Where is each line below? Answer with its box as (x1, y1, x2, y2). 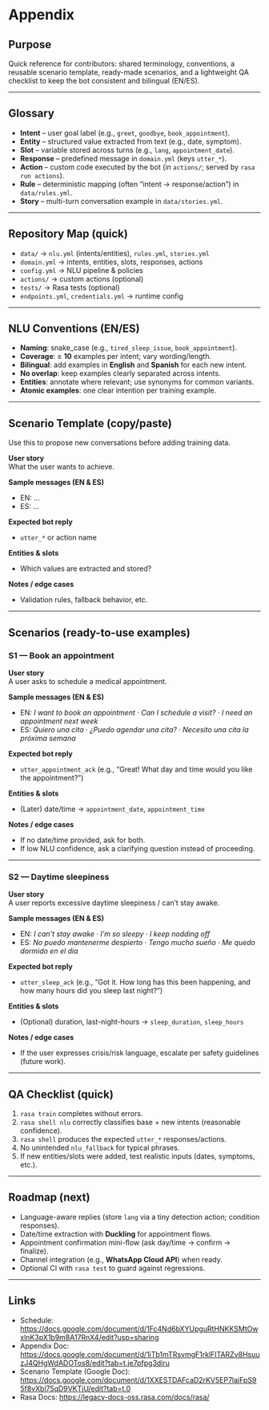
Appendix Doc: (19, 1341, 70, 1351)
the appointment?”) (19, 772, 84, 782)
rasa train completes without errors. (19, 1109, 143, 1119)
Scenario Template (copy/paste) (8, 416, 172, 430)
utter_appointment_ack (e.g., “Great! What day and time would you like (19, 764, 253, 774)
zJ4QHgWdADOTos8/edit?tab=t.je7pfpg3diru (19, 1358, 171, 1367)
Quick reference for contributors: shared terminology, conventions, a (8, 59, 235, 68)
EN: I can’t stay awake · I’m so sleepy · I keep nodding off (19, 929, 211, 939)
